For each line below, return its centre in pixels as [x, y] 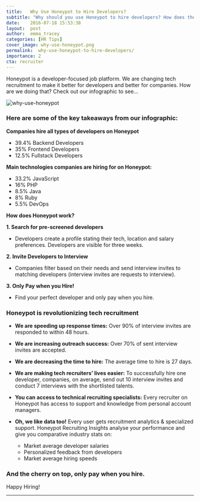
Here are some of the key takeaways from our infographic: [92, 118]
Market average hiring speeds [60, 458]
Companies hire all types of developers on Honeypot [73, 131]
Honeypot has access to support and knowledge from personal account [103, 404]
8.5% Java [28, 191]
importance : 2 [24, 56]
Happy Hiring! [23, 487]
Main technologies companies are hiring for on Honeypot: [79, 167]
